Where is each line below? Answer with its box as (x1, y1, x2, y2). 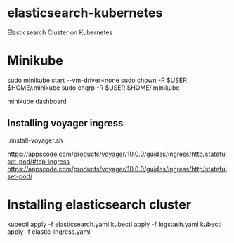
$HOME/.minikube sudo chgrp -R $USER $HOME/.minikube (7, 83, 180, 92)
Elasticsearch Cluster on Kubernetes (7, 28, 113, 37)
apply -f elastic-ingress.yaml (7, 227, 91, 236)
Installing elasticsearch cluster (7, 197, 192, 212)
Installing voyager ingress (7, 117, 124, 129)
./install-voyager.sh (7, 136, 63, 145)
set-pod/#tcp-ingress (7, 157, 70, 166)
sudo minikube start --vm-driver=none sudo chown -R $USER (7, 76, 188, 84)
